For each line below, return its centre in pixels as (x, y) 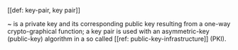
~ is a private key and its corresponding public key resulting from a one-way (119, 24)
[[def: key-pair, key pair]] (44, 10)
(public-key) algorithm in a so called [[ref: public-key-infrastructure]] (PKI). (117, 39)
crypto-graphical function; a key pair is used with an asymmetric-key (108, 31)
